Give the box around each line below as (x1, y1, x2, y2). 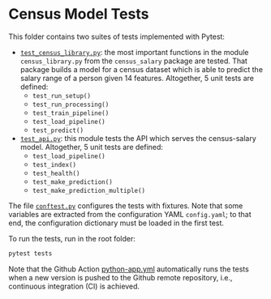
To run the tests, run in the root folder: (8, 233, 136, 243)
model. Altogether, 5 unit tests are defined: (19, 142, 164, 152)
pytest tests (8, 249, 53, 258)
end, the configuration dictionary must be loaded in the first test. (8, 218, 225, 228)
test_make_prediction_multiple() (32, 186, 146, 194)
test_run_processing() (32, 100, 110, 109)
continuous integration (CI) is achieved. (8, 281, 140, 291)
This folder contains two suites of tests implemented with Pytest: (8, 32, 226, 41)
